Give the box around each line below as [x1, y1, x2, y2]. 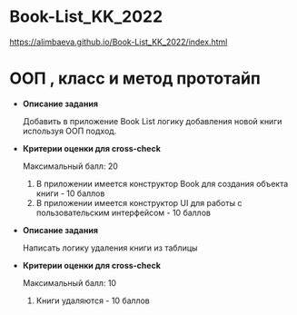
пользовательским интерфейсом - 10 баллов [35, 207, 212, 218]
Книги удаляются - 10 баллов [35, 295, 150, 306]
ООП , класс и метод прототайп [9, 68, 261, 89]
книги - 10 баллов [35, 188, 105, 199]
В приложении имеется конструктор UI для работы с [35, 197, 243, 208]
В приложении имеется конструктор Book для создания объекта [35, 178, 289, 189]
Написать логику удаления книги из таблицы [22, 242, 198, 253]
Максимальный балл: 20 [22, 161, 118, 172]
